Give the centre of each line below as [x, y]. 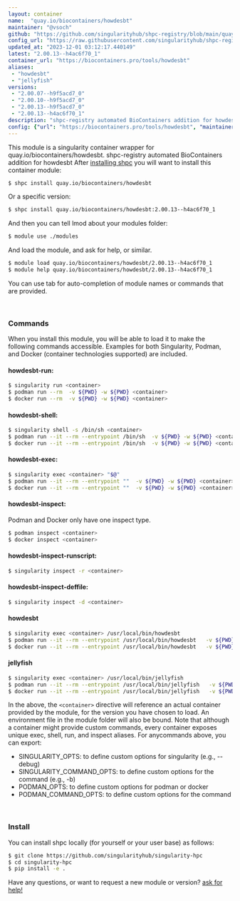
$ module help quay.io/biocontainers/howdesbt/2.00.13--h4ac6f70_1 [110, 270]
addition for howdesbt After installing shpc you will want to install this [110, 162]
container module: [35, 170]
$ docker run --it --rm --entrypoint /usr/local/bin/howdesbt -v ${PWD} [121, 647]
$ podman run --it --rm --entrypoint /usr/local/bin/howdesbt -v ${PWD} [121, 640]
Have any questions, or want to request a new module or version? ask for [115, 882]
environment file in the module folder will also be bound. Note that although [119, 720]
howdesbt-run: [31, 370]
